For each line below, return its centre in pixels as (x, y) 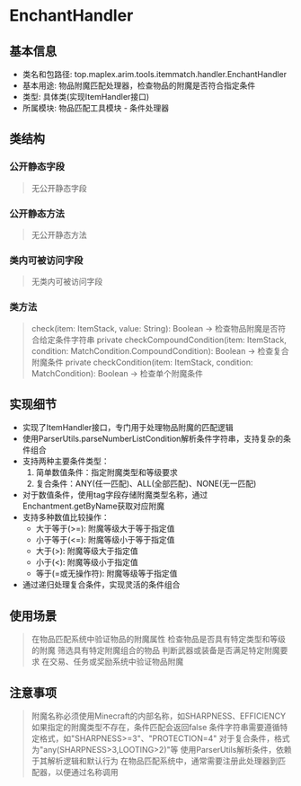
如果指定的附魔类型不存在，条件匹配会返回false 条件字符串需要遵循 (155, 728)
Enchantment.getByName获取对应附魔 (93, 506)
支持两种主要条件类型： (66, 461)
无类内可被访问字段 (67, 282)
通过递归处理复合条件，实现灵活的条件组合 (101, 585)
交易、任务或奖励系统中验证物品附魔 (116, 662)
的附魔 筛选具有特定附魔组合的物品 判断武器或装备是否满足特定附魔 (155, 650)
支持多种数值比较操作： (66, 517)
